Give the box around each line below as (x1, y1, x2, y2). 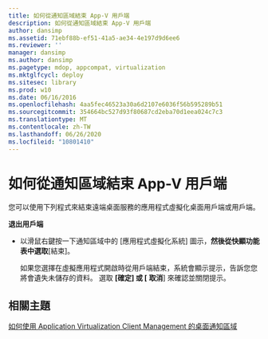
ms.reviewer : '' (8, 41, 62, 49)
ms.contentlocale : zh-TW (8, 123, 91, 131)
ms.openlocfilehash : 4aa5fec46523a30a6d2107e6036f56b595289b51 (8, 101, 223, 108)
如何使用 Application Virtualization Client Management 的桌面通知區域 (8, 321, 238, 331)
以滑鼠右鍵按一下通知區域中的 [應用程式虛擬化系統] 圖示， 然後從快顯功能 (19, 236, 260, 246)
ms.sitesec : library (8, 78, 77, 86)
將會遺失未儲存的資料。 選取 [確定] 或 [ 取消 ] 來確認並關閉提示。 (19, 273, 231, 283)
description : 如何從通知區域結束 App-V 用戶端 (8, 19, 152, 27)
